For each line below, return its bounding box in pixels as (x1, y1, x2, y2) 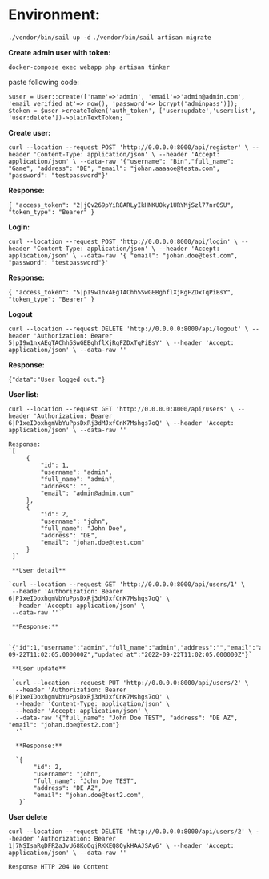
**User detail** (11, 566, 66, 574)
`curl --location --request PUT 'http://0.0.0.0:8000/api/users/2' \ (11, 678, 249, 687)
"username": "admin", (40, 468, 113, 476)
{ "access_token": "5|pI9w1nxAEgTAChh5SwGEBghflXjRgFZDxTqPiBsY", (8, 288, 235, 296)
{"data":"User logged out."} (8, 375, 106, 383)
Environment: (8, 6, 100, 24)
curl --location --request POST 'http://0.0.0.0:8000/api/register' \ (8, 143, 249, 152)
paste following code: (8, 77, 80, 87)
